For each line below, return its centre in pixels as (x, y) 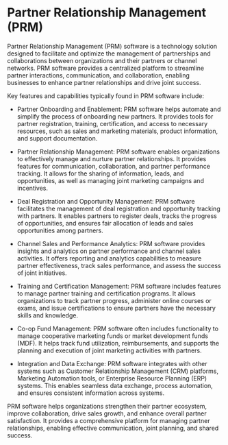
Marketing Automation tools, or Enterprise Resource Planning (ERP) (112, 378)
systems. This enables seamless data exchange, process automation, (115, 385)
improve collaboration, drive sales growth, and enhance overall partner (107, 413)
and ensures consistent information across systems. (91, 393)
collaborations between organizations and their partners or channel (102, 60)
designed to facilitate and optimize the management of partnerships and (109, 53)
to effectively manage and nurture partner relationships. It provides (112, 158)
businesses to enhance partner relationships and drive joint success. (104, 82)
